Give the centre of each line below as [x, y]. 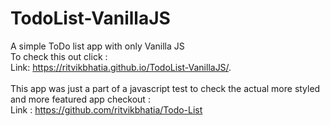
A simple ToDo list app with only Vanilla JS [97, 46]
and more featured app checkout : [80, 99]
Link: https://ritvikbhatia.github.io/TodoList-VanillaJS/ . [121, 67]
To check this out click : [59, 56]
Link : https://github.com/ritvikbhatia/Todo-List [106, 109]
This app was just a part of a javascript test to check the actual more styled [165, 88]
